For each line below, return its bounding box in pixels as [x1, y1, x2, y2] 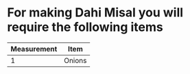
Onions [64, 56, 87, 65]
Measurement [10, 44, 58, 53]
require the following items [7, 19, 163, 35]
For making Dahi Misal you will [7, 5, 184, 21]
